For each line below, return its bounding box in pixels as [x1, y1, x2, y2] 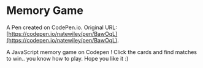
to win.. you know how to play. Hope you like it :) [6, 55, 129, 62]
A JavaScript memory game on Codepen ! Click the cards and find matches [6, 48, 197, 55]
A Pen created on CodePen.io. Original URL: [6, 24, 118, 31]
